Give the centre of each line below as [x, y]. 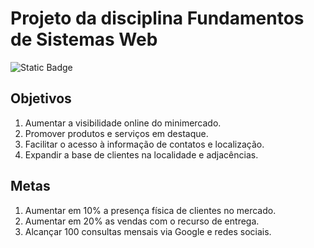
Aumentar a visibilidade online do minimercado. [123, 123]
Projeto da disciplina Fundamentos [157, 18]
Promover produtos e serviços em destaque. [116, 133]
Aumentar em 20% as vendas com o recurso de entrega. [142, 221]
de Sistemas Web [84, 39]
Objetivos [41, 98]
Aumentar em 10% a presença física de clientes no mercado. [150, 210]
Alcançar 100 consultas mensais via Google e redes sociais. [148, 231]
